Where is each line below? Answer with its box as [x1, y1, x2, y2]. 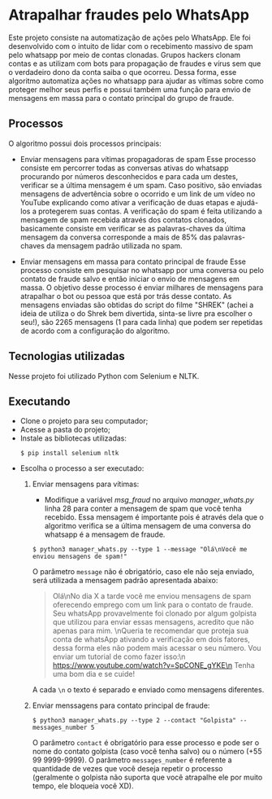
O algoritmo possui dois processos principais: [8, 138, 162, 148]
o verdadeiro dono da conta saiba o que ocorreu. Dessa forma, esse [8, 67, 237, 77]
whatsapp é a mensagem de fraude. [44, 529, 166, 539]
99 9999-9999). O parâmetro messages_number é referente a [32, 755, 233, 765]
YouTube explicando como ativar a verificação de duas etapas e [19, 197, 235, 207]
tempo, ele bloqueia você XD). [32, 781, 134, 791]
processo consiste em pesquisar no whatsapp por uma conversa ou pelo [19, 265, 264, 274]
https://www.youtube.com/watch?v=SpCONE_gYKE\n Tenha [52, 661, 256, 670]
